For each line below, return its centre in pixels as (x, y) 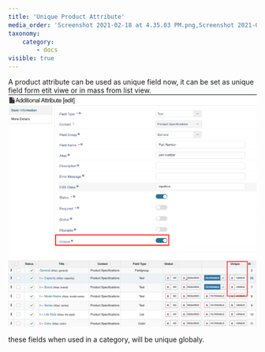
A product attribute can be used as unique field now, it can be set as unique (131, 82)
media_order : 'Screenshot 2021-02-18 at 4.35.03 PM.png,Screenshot (121, 25)
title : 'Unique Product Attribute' (67, 17)
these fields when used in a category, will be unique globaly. (106, 339)
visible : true (32, 59)
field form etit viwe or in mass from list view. (80, 90)
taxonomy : (24, 33)
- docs (47, 50)
